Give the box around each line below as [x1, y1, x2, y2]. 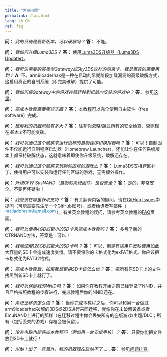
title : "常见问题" [5, 8, 41, 13]
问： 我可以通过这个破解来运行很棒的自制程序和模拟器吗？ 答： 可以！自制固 [5, 140, 162, 146]
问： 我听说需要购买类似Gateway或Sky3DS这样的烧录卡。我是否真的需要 [5, 66, 155, 72]
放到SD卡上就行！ [5, 335, 42, 342]
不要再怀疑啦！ [13, 186, 45, 192]
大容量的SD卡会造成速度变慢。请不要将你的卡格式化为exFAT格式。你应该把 [5, 249, 160, 255]
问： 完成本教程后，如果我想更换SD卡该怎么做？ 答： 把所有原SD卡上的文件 [5, 266, 161, 272]
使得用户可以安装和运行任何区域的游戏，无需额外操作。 [13, 169, 128, 175]
